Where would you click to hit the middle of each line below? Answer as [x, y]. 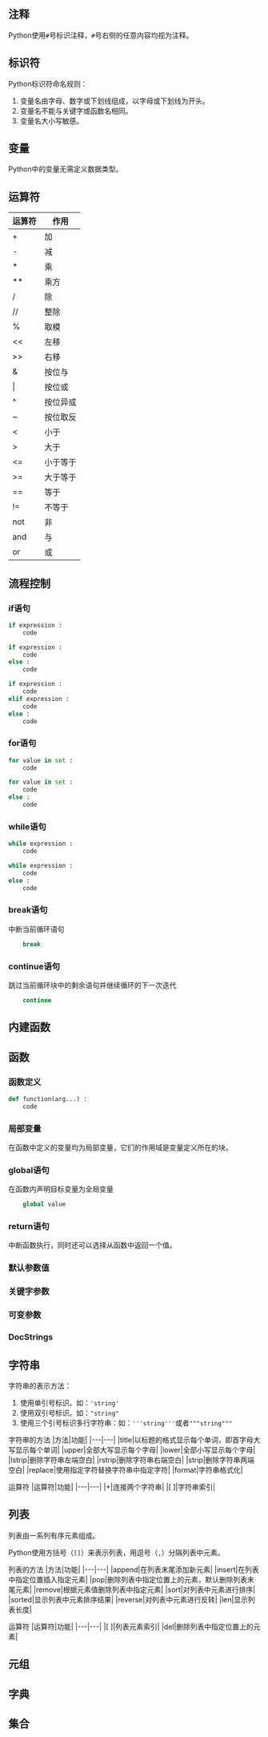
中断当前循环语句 [36, 929]
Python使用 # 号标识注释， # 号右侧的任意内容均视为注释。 [101, 35]
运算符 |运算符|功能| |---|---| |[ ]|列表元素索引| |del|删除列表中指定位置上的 [131, 1626]
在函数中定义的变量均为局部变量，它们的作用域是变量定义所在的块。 [120, 1147]
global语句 [29, 1170]
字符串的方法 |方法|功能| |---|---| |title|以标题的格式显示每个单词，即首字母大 [134, 1440]
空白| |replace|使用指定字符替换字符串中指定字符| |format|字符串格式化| [126, 1469]
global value [44, 1204]
